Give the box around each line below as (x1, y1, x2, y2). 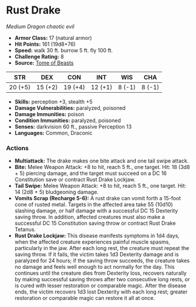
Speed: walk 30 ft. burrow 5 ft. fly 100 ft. (14, 46, 113, 53)
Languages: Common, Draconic (14, 129, 93, 136)
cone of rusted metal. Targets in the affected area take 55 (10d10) (14, 201, 173, 208)
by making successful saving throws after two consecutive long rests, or (14, 276, 190, 283)
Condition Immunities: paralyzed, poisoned (14, 117, 121, 124)
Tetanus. (14, 226, 36, 233)
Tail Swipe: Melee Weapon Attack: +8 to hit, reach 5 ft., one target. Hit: (14, 183, 187, 190)
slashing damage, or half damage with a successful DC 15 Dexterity (14, 207, 178, 214)
